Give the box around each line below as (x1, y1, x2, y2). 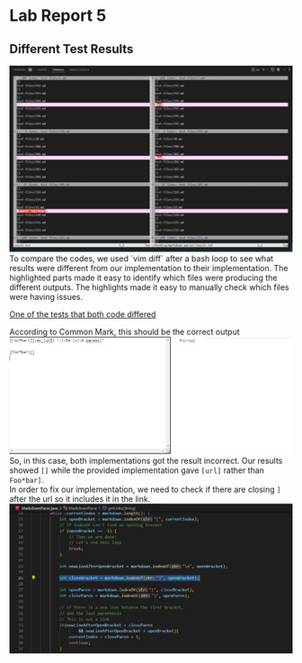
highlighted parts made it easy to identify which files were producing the (9, 272, 278, 284)
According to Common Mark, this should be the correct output (9, 326, 240, 338)
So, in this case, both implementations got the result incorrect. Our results (9, 455, 283, 466)
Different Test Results (9, 41, 134, 57)
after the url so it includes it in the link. (9, 493, 151, 504)
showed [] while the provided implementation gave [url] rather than (9, 465, 265, 476)
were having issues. (9, 292, 84, 303)
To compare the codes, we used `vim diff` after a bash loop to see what (9, 253, 274, 264)
